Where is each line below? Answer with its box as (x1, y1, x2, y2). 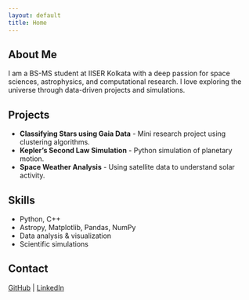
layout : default (8, 11, 61, 20)
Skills (8, 193, 35, 207)
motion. (19, 154, 45, 163)
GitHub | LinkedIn (8, 283, 64, 292)
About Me (8, 48, 57, 61)
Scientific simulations (19, 239, 88, 248)
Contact (8, 262, 49, 276)
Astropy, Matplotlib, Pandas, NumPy (19, 222, 136, 232)
